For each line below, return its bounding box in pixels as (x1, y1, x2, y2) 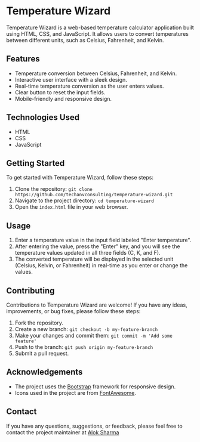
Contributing (6, 285, 55, 296)
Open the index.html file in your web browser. (14, 203, 128, 211)
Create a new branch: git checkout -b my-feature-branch (14, 326, 158, 332)
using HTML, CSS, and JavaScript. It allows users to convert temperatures (6, 30, 189, 37)
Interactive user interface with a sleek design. (14, 76, 127, 83)
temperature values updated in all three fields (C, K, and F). (14, 249, 161, 256)
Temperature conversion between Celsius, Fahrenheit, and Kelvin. (14, 70, 177, 77)
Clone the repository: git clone (14, 186, 93, 193)
